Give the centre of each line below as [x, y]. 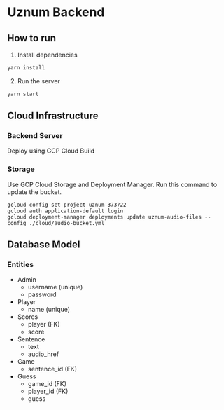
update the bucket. [34, 192]
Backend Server [35, 136]
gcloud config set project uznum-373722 [67, 205]
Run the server [39, 81]
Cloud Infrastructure [53, 116]
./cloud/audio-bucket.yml [67, 223]
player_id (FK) [48, 391]
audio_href [43, 354]
